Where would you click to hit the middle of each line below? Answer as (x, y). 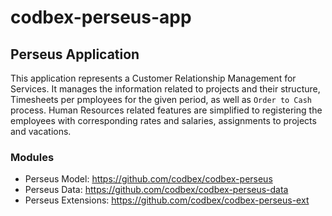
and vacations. (41, 131)
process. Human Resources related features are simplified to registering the (166, 110)
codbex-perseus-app (101, 17)
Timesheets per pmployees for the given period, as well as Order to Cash (161, 99)
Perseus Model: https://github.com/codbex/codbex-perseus (148, 179)
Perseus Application (75, 54)
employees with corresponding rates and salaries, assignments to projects (163, 120)
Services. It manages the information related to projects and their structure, (165, 89)
